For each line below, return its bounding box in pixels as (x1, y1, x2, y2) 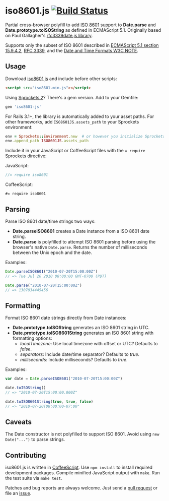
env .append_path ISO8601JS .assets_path (5, 139, 89, 144)
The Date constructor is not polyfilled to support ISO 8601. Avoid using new (5, 431, 159, 437)
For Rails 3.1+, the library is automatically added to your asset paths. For (5, 113, 154, 119)
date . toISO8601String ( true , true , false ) (5, 399, 94, 404)
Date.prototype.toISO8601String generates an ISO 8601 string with (12, 330, 154, 336)
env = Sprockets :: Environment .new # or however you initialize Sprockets (5, 134, 165, 139)
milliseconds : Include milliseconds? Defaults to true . (20, 357, 128, 363)
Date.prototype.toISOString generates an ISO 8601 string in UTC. (12, 325, 150, 331)
